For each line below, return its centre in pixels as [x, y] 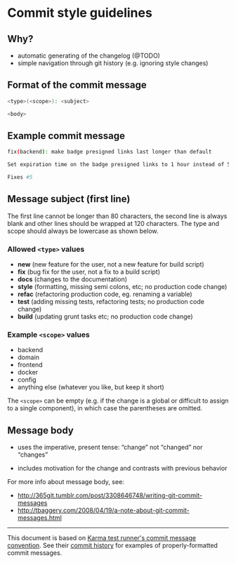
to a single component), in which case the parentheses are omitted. [105, 408]
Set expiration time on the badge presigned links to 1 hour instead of [116, 165]
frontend [30, 365]
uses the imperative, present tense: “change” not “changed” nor [110, 448]
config [27, 380]
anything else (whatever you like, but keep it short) [91, 387]
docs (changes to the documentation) [72, 279]
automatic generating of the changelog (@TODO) [88, 55]
